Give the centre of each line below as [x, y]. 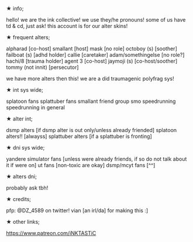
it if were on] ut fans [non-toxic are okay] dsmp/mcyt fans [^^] [81, 165]
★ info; [15, 8]
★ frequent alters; [28, 37]
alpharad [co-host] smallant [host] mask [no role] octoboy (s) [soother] [92, 49]
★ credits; [18, 199]
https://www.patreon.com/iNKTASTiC [51, 233]
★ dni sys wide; [25, 148]
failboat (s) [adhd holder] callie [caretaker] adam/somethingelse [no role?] [95, 55]
